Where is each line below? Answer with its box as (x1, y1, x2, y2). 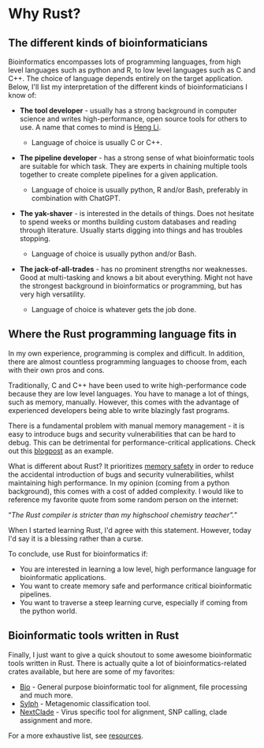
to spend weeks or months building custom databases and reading (19, 218, 236, 226)
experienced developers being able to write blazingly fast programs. (8, 405, 230, 415)
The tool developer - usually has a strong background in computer (19, 106, 237, 115)
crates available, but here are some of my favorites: (8, 667, 176, 676)
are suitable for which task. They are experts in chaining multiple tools (19, 162, 247, 170)
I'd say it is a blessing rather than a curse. (8, 534, 143, 543)
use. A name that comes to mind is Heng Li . (19, 123, 162, 132)
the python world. (19, 606, 77, 616)
